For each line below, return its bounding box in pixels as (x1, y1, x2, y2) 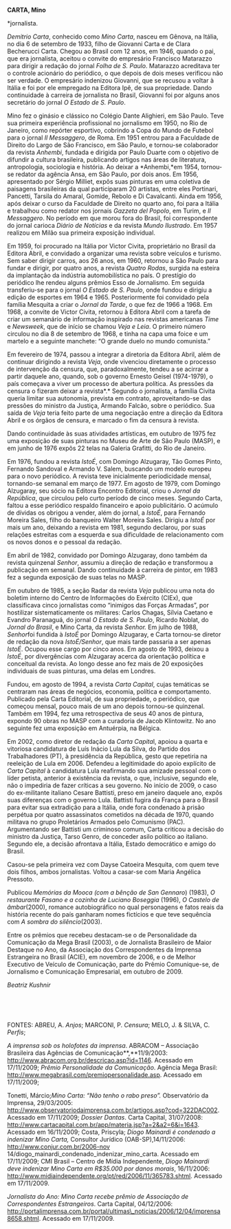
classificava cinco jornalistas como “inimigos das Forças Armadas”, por (7, 601, 210, 609)
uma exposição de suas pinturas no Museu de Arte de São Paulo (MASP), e (7, 437, 221, 445)
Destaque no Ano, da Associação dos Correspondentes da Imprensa (7, 945, 201, 954)
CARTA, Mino (7, 6, 46, 14)
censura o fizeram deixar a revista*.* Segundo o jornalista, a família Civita (7, 387, 215, 395)
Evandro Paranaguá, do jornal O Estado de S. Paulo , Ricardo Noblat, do (7, 616, 209, 623)
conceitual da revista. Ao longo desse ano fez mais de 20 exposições (7, 660, 204, 667)
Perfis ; (7, 1028, 26, 1036)
